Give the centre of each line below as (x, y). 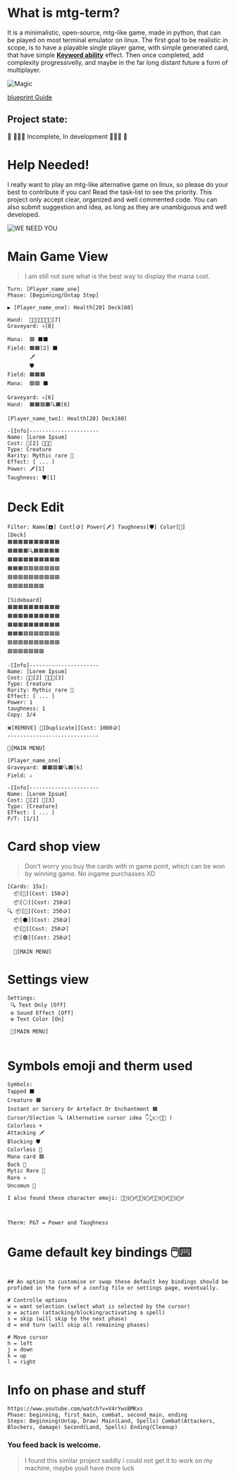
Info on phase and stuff (76, 1390)
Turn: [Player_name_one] (44, 289)
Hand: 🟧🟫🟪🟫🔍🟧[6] (39, 404)
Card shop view (54, 846)
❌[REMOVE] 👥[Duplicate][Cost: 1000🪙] (64, 728)
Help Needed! (48, 165)
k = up (17, 1356)
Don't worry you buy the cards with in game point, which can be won (125, 866)
